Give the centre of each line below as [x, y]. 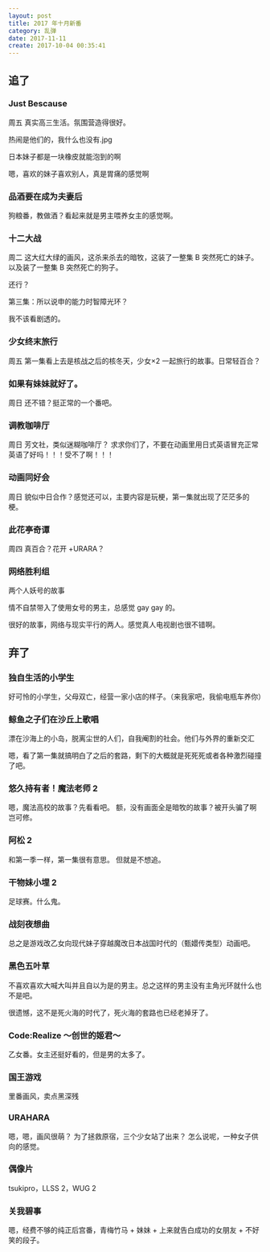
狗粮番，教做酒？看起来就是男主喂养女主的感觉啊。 [93, 216]
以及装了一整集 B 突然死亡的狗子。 [65, 267]
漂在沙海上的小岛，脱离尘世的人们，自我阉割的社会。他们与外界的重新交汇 [131, 738]
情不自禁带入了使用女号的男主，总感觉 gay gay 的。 [94, 608]
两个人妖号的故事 [37, 591]
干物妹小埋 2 [33, 882]
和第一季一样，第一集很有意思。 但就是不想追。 [87, 859]
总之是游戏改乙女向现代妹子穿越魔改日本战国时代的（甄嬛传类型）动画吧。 [131, 944]
